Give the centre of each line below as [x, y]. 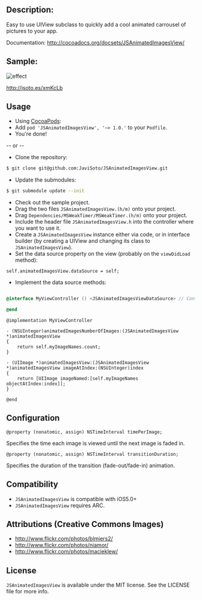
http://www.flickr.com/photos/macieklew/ [66, 552]
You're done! [31, 134]
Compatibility [32, 485]
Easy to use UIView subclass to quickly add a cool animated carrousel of [96, 24]
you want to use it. [38, 228]
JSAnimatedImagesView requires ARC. [60, 505]
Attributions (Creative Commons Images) [85, 524]
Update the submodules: [45, 180]
